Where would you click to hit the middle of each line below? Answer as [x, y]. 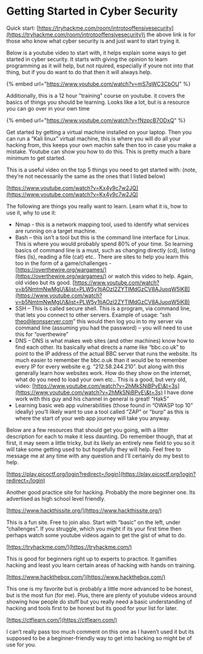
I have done [179, 392]
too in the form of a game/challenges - [63, 263]
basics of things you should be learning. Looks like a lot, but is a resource [98, 102]
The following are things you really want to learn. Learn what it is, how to [97, 206]
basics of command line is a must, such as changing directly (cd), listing [105, 250]
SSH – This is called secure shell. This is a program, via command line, [103, 308]
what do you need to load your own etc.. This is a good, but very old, [101, 379]
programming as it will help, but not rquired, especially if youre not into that [100, 66]
